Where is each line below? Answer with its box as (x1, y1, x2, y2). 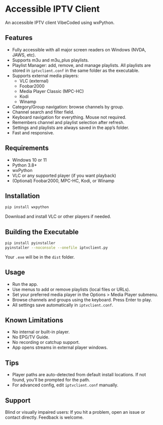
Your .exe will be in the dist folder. (5, 254, 75, 260)
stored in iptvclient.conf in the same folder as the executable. (12, 67, 140, 73)
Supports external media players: (12, 72, 79, 79)
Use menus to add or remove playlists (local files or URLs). (12, 286, 130, 292)
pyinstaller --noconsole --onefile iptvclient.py (5, 245, 108, 250)
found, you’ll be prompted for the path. (12, 377, 90, 383)
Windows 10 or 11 (12, 157, 47, 163)
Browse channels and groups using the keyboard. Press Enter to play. (12, 297, 152, 302)
